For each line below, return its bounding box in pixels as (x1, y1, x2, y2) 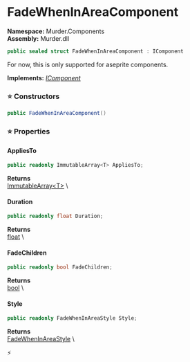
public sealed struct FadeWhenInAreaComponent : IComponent (7, 48, 184, 55)
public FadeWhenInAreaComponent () (7, 110, 107, 117)
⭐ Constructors (7, 91, 60, 101)
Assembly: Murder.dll (7, 34, 70, 42)
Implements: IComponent (7, 73, 81, 82)
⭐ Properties (7, 126, 50, 136)
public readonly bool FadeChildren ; (7, 264, 113, 271)
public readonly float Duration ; (7, 212, 104, 220)
